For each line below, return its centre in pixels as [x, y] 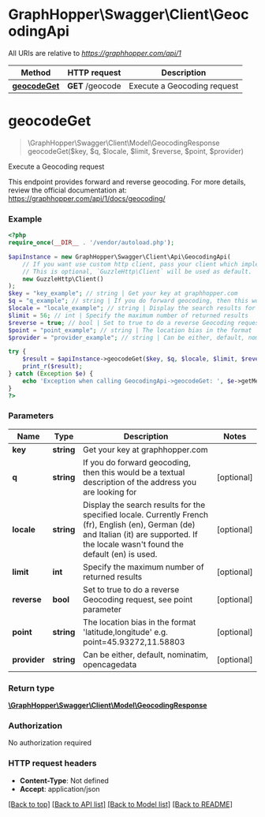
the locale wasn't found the [133, 544]
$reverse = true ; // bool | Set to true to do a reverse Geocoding [121, 323]
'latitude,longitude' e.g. [125, 632]
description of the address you [140, 482]
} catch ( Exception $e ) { [50, 374]
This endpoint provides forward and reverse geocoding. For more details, [127, 181]
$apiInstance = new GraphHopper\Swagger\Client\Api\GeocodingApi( [119, 257]
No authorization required [50, 743]
